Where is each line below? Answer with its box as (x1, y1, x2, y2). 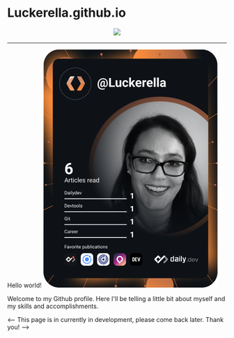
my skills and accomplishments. (7, 302, 99, 310)
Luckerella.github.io (7, 5, 127, 21)
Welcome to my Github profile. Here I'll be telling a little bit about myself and (7, 294, 226, 302)
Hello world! (7, 281, 42, 289)
